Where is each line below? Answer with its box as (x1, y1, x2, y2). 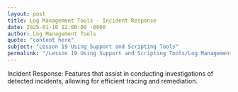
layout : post (7, 10, 46, 18)
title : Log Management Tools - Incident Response (7, 17, 157, 24)
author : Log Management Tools (7, 30, 97, 38)
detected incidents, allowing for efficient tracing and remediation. (7, 76, 198, 85)
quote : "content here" (7, 37, 74, 44)
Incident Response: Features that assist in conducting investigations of (7, 69, 214, 78)
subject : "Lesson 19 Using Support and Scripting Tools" (7, 43, 179, 50)
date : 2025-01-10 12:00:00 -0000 (7, 23, 106, 30)
